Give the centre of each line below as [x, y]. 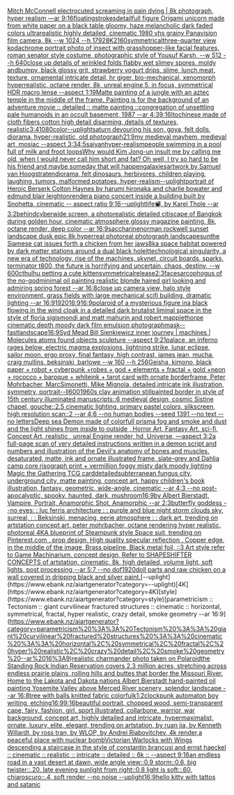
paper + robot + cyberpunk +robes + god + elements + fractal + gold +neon [117, 369]
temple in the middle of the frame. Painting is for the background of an [108, 100]
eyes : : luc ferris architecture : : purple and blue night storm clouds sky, [121, 510]
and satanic [24, 784]
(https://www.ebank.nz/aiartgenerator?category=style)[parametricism [108, 599]
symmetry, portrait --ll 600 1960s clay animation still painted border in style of [116, 392]
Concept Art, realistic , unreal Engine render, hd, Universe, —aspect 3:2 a [111, 436]
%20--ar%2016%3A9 [39, 658]
